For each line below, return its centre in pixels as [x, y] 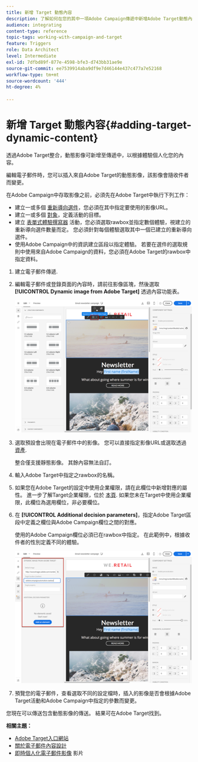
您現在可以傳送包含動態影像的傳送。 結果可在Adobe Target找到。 [85, 713]
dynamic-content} [52, 138]
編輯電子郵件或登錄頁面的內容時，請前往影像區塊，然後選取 [87, 284]
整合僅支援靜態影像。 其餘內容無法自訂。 [65, 462]
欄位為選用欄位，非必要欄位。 [67, 502]
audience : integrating [34, 25]
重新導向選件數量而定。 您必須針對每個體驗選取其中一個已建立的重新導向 [103, 229]
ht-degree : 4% [24, 87]
